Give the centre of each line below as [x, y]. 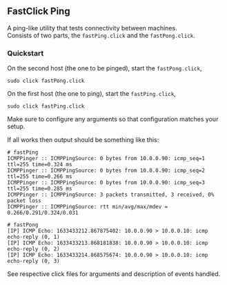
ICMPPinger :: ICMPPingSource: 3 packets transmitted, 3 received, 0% [111, 195]
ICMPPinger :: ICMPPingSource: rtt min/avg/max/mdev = [88, 207]
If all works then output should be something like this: [83, 140]
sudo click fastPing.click [46, 106]
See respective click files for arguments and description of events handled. [114, 274]
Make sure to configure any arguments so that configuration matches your [113, 119]
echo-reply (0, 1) [33, 237]
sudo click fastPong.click [46, 81]
